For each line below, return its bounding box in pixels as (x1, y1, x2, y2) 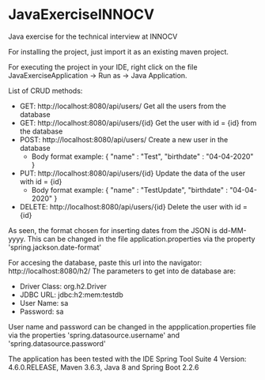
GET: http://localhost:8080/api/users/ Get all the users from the (19, 101, 227, 111)
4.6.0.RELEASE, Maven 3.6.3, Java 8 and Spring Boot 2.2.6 (8, 362, 199, 372)
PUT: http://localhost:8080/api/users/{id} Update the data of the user (19, 168, 246, 178)
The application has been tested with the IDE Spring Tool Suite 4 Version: (8, 354, 247, 363)
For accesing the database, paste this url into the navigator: (8, 258, 203, 267)
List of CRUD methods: (8, 85, 83, 96)
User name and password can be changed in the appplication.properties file (8, 322, 256, 331)
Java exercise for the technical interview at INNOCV (8, 32, 178, 41)
